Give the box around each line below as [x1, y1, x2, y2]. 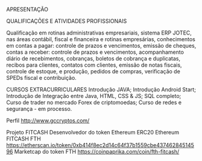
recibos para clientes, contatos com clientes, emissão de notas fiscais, [6, 61, 182, 68]
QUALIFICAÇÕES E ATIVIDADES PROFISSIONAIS [6, 18, 127, 24]
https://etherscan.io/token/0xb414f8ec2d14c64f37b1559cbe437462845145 [6, 142, 195, 148]
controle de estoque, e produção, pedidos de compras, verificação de [6, 68, 181, 75]
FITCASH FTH [6, 135, 41, 142]
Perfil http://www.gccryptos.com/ [6, 117, 90, 124]
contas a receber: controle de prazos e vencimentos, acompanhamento [6, 48, 184, 56]
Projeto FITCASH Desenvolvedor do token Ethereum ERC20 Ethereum [6, 129, 180, 136]
